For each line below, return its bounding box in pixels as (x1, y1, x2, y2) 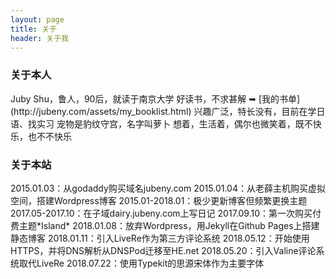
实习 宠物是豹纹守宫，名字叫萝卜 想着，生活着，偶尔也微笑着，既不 (36, 117, 313, 130)
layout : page (10, 14, 65, 25)
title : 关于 (10, 24, 57, 34)
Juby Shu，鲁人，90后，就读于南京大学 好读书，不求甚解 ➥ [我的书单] (10, 92, 301, 105)
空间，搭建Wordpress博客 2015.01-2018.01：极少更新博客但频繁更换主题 (10, 194, 308, 206)
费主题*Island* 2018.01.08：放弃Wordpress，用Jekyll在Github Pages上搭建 (10, 219, 320, 231)
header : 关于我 (10, 33, 69, 43)
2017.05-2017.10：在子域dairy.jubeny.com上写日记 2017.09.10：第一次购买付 (10, 207, 322, 219)
